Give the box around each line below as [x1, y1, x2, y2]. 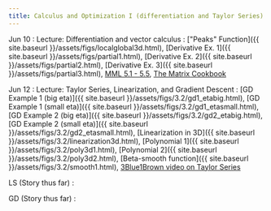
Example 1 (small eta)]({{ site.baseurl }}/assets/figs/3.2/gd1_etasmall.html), [8, 101, 259, 111]
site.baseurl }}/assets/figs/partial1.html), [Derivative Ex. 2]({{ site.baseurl [8, 51, 252, 61]
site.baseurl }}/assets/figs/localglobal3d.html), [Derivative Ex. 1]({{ [8, 42, 231, 53]
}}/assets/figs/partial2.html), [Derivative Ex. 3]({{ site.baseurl [8, 60, 213, 70]
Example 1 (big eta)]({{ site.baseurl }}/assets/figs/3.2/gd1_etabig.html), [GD [8, 93, 260, 102]
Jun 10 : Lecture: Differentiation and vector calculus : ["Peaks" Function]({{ [8, 34, 260, 44]
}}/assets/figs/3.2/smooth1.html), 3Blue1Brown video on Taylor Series [8, 161, 242, 171]
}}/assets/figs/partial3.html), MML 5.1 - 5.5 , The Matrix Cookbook [8, 68, 226, 78]
